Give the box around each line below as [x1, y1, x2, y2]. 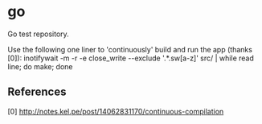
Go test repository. [7, 29, 69, 39]
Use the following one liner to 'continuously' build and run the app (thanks [7, 44, 252, 54]
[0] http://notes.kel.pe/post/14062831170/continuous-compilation [7, 106, 224, 116]
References [7, 85, 67, 99]
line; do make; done [7, 61, 73, 71]
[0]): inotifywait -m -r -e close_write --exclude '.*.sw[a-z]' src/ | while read [7, 53, 254, 63]
